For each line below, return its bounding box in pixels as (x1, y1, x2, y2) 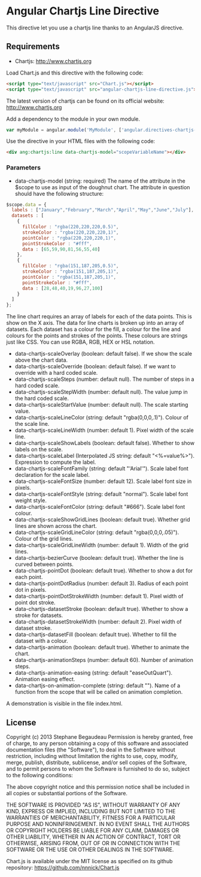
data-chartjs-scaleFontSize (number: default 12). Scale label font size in (14, 478, 192, 485)
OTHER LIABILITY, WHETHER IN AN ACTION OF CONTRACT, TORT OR (6, 833, 181, 840)
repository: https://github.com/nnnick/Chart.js (6, 864, 120, 871)
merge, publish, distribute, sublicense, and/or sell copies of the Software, (6, 759, 187, 766)
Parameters (6, 163, 41, 172)
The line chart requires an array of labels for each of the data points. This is (6, 313, 193, 320)
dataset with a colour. (14, 637, 69, 645)
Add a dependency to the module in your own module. (6, 115, 141, 123)
